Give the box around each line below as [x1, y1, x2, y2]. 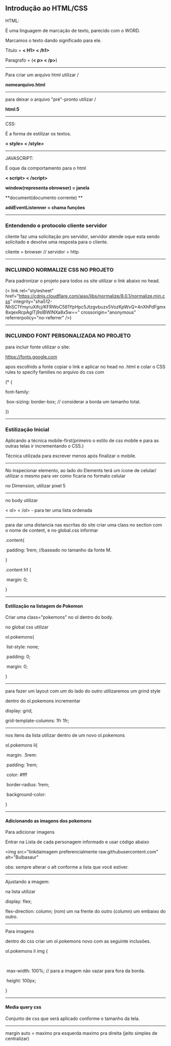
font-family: [5, 389, 30, 395]
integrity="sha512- [13, 298, 52, 305]
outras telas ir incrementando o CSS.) [5, 443, 84, 449]
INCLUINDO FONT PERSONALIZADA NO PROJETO [5, 332, 131, 339]
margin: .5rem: [6, 752, 37, 758]
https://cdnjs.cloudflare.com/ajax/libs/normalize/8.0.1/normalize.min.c [18, 293, 165, 299]
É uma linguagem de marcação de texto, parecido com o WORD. [5, 27, 140, 34]
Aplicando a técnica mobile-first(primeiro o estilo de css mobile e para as [5, 437, 159, 444]
